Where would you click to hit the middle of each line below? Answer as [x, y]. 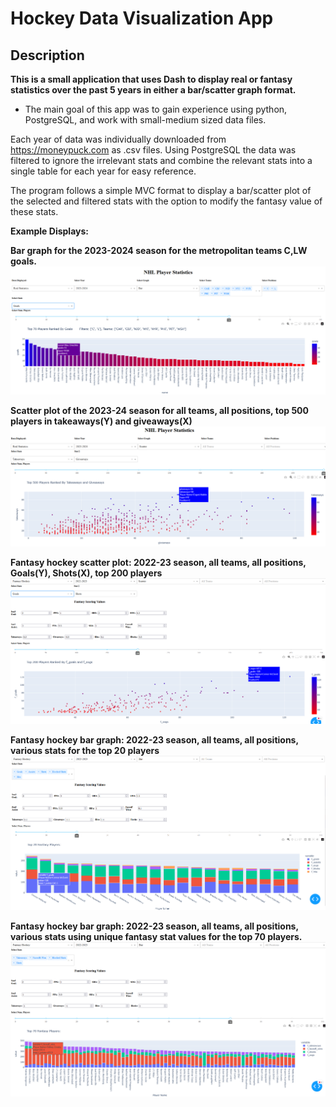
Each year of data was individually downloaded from [118, 139]
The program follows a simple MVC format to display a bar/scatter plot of [161, 190]
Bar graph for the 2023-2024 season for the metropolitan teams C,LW [159, 250]
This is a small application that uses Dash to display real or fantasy [151, 79]
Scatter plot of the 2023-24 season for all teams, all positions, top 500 [159, 411]
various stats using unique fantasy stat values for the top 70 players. [156, 936]
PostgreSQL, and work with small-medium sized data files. [145, 120]
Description [47, 55]
